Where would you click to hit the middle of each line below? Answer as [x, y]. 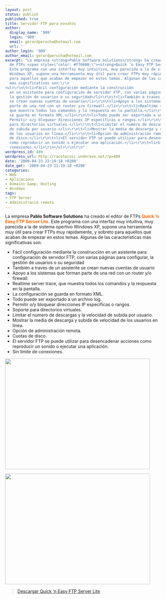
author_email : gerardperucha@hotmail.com [48, 56]
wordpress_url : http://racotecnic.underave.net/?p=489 [63, 156]
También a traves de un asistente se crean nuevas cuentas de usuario [83, 268]
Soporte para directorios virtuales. [47, 310]
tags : [11, 193]
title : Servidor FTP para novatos [41, 23]
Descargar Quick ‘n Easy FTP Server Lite [59, 591]
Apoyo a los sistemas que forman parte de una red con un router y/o [82, 273]
